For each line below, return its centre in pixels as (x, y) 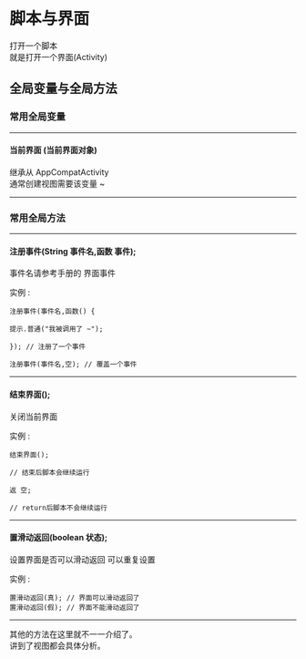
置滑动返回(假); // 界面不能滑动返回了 (75, 607)
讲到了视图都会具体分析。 (57, 645)
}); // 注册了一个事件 (48, 347)
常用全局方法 (38, 218)
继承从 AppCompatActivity (59, 172)
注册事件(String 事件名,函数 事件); (73, 251)
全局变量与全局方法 (63, 89)
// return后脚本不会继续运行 (58, 508)
